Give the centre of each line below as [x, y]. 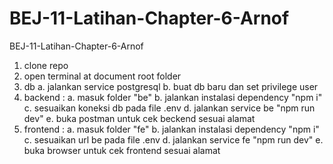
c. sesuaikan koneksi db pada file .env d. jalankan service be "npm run [169, 108]
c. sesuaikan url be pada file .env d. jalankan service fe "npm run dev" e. [173, 139]
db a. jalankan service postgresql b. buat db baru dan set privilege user [171, 86]
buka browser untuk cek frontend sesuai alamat [122, 150]
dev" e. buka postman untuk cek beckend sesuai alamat [139, 118]
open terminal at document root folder [102, 76]
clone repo [46, 65]
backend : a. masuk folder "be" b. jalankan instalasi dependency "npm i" [173, 97]
